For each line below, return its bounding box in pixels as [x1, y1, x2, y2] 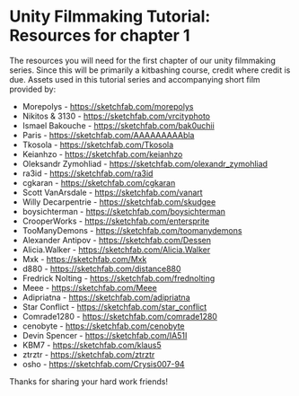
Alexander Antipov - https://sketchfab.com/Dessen [22, 234, 211, 245]
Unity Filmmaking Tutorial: [9, 6, 211, 27]
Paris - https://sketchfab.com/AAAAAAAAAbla [22, 129, 195, 140]
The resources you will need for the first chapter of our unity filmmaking [9, 55, 276, 66]
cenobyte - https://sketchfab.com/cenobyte [22, 321, 186, 331]
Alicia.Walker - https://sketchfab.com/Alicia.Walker [22, 244, 211, 255]
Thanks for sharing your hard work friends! [9, 375, 169, 387]
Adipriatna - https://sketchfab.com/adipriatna [22, 292, 190, 303]
